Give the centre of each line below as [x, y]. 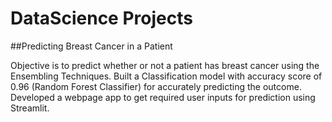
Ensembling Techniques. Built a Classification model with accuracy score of [166, 76]
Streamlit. [30, 108]
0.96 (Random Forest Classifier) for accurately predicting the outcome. [156, 86]
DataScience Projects [101, 18]
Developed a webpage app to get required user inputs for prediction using [163, 97]
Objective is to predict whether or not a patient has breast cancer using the [165, 65]
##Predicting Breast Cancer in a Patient [91, 46]
